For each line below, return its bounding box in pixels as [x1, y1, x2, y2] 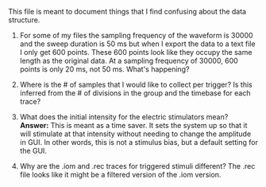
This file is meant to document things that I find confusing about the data [8, 7, 247, 16]
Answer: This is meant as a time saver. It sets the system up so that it [19, 121, 248, 130]
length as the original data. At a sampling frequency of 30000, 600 [19, 56, 238, 65]
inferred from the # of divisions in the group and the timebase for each [19, 88, 251, 98]
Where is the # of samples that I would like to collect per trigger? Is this [19, 80, 253, 89]
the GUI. [19, 146, 48, 155]
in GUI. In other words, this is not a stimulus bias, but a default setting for [19, 138, 258, 146]
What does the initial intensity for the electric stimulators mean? [19, 112, 229, 122]
